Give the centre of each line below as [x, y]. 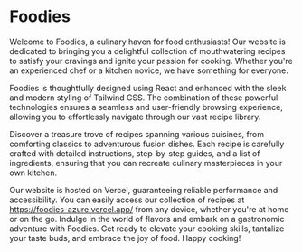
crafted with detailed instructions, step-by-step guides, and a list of [135, 153]
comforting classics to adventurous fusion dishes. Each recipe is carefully [147, 144]
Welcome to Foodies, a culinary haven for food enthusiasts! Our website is [148, 42]
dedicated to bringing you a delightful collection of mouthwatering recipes [147, 51]
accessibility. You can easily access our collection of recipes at [127, 200]
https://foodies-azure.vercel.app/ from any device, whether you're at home [149, 209]
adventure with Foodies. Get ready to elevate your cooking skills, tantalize [147, 229]
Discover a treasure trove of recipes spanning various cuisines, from [137, 134]
